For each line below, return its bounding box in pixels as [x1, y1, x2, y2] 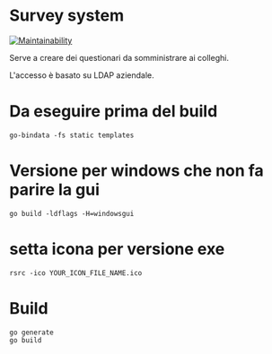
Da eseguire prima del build [9, 101, 218, 122]
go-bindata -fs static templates [9, 131, 135, 140]
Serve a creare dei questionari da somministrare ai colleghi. [9, 52, 229, 63]
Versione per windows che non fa [9, 160, 264, 181]
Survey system [9, 5, 124, 26]
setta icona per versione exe [9, 239, 225, 259]
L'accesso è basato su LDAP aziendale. [9, 69, 154, 81]
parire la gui [9, 180, 101, 200]
